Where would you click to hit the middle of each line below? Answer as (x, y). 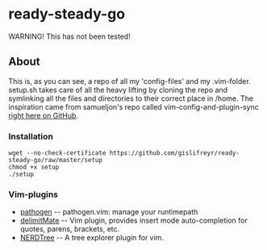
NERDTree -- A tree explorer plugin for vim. (92, 238)
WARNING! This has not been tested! (69, 36)
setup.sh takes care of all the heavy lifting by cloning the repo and (118, 90)
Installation (31, 136)
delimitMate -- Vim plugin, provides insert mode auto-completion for (133, 221)
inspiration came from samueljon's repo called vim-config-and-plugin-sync (134, 106)
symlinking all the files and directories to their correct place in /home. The (131, 98)
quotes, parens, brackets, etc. (70, 229)
